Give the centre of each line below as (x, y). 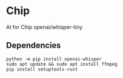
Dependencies (33, 45)
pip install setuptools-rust (42, 69)
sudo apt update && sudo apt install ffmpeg (62, 64)
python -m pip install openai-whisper (54, 59)
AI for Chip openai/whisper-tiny (44, 27)
